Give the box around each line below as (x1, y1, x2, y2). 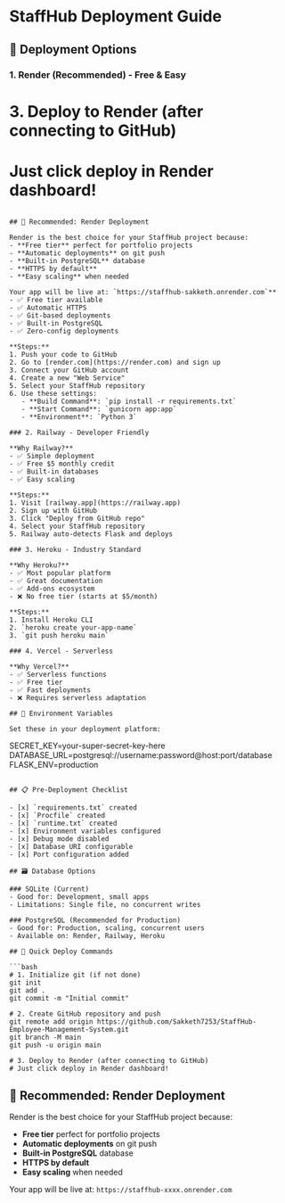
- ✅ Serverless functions (9, 670, 107, 679)
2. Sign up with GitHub (9, 506, 98, 515)
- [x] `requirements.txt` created (9, 803, 138, 812)
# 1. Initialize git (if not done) (9, 970, 142, 979)
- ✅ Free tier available (9, 295, 103, 304)
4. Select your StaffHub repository (9, 522, 145, 531)
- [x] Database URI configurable (9, 842, 134, 851)
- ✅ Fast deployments (9, 685, 92, 695)
